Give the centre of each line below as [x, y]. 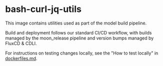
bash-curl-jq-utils [43, 9]
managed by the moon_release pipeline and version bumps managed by [79, 38]
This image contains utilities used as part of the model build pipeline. [76, 23]
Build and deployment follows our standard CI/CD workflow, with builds [78, 32]
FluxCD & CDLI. [21, 43]
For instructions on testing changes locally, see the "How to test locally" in [82, 53]
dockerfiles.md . [21, 58]
